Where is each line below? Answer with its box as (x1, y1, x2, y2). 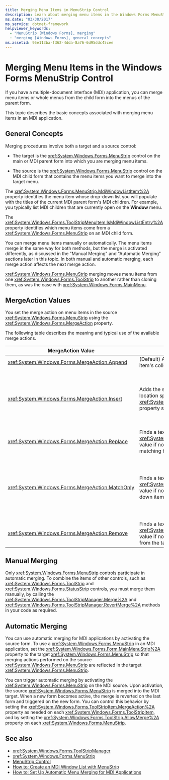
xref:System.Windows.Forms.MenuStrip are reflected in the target (5, 662, 142, 668)
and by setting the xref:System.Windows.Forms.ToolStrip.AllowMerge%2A (5, 714, 159, 720)
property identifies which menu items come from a (5, 224, 110, 230)
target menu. (12, 178, 39, 184)
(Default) (139, 356, 161, 363)
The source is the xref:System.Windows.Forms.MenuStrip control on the (12, 168, 162, 174)
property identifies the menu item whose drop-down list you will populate (5, 193, 157, 199)
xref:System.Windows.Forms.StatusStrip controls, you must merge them (5, 586, 155, 592)
